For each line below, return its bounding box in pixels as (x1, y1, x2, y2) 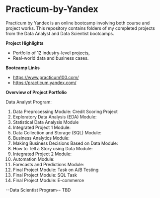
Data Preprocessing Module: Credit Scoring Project (12, 108, 118, 114)
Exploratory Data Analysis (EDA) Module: (12, 113, 97, 120)
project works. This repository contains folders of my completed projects (5, 25, 156, 31)
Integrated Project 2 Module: (12, 151, 72, 157)
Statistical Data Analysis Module (12, 119, 79, 125)
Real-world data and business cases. (12, 55, 89, 61)
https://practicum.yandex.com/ (12, 80, 77, 86)
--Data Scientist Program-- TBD (5, 187, 71, 193)
